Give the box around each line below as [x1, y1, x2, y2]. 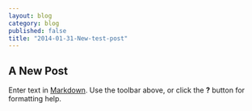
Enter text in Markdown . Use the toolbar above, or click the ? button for [8, 85, 245, 95]
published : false [8, 27, 67, 35]
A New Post [8, 64, 69, 77]
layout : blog [8, 11, 52, 20]
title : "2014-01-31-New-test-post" [8, 34, 128, 43]
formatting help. [8, 94, 62, 104]
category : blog [8, 19, 60, 27]
